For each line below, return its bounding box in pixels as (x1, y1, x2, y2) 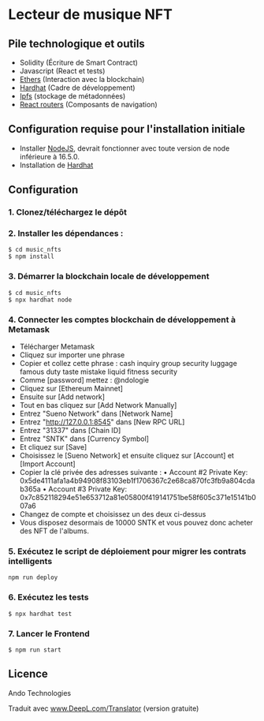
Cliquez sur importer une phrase (19, 350, 125, 360)
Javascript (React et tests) (19, 66, 106, 76)
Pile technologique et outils (8, 37, 146, 50)
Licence (8, 667, 49, 681)
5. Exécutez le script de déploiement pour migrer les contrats (8, 546, 247, 557)
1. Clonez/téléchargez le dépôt (8, 207, 128, 218)
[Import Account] (19, 459, 76, 469)
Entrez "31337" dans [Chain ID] (19, 426, 121, 435)
